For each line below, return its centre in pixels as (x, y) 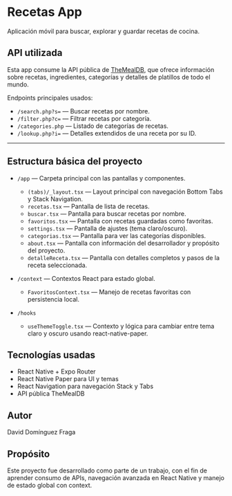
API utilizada (35, 53)
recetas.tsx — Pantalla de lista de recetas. (88, 206)
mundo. (18, 84)
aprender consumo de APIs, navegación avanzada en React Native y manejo (116, 478)
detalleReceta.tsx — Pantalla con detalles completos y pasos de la (123, 257)
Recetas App (45, 12)
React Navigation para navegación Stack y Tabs (85, 386)
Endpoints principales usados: (50, 98)
